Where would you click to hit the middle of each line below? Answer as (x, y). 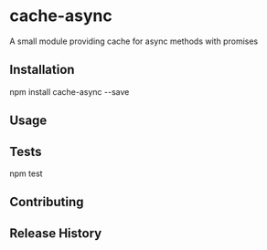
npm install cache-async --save (69, 91)
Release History (56, 233)
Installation (42, 70)
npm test (26, 173)
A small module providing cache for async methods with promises (134, 41)
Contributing (47, 202)
